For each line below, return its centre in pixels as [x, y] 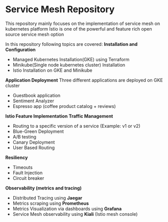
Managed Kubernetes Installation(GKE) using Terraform [71, 59]
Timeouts [23, 167]
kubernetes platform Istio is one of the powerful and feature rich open [79, 29]
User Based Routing [34, 147]
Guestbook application [37, 95]
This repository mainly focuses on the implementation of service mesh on [83, 23]
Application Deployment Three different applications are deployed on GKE [84, 80]
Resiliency [17, 157]
